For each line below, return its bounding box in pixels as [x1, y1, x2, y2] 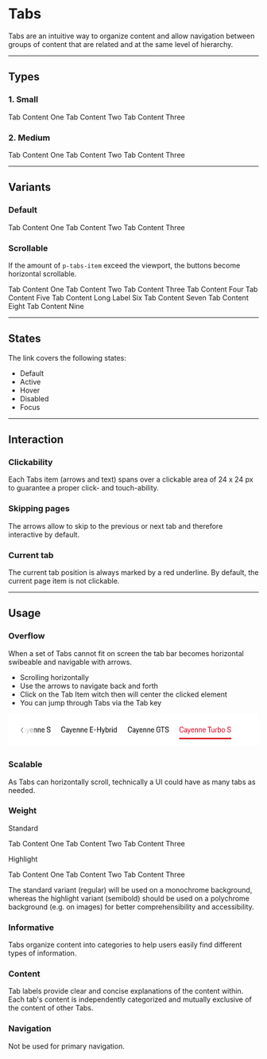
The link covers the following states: [8, 353, 127, 362]
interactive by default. [8, 529, 80, 539]
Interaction [8, 433, 64, 447]
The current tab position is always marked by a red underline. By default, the [8, 568, 259, 577]
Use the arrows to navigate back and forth [19, 681, 159, 690]
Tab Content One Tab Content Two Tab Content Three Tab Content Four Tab [8, 284, 258, 294]
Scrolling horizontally [19, 672, 90, 682]
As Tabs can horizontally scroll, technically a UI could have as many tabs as [8, 777, 256, 787]
